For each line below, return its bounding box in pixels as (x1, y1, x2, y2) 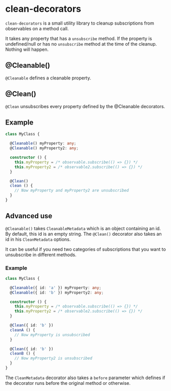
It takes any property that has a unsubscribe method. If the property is (5, 35, 152, 42)
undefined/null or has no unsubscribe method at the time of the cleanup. (5, 40, 157, 47)
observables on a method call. (5, 25, 69, 31)
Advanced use (5, 212, 53, 220)
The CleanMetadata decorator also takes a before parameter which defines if (5, 375, 165, 381)
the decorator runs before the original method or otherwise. (5, 380, 131, 386)
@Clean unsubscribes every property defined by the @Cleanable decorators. (5, 103, 165, 109)
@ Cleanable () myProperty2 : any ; (10, 146, 79, 151)
